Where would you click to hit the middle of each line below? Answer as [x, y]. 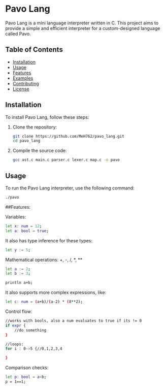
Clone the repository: [35, 127]
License [21, 89]
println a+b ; [19, 283]
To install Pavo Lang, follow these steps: [47, 117]
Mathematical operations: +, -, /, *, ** [44, 260]
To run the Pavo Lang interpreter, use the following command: [70, 188]
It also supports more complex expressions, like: [56, 293]
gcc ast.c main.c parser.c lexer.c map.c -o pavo [66, 160]
